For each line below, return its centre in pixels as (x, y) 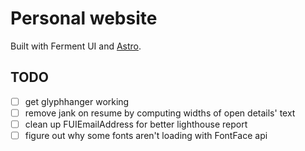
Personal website (84, 18)
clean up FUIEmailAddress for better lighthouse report (136, 124)
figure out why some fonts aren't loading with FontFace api (146, 135)
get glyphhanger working (77, 101)
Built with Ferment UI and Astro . (76, 46)
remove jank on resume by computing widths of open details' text (160, 113)
